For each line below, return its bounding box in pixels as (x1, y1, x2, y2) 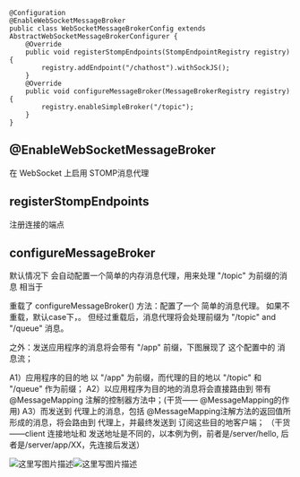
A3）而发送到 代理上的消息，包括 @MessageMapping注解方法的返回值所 (21, 406, 291, 417)
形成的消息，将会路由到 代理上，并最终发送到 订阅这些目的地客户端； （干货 (9, 417, 291, 428)
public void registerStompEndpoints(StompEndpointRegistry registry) (25, 48, 291, 56)
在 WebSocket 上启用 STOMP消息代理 (9, 167, 150, 178)
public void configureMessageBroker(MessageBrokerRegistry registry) (25, 87, 291, 96)
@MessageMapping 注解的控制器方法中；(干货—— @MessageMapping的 (9, 395, 282, 405)
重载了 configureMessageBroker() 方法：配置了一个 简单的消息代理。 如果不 (9, 300, 290, 311)
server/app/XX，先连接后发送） (28, 439, 145, 450)
